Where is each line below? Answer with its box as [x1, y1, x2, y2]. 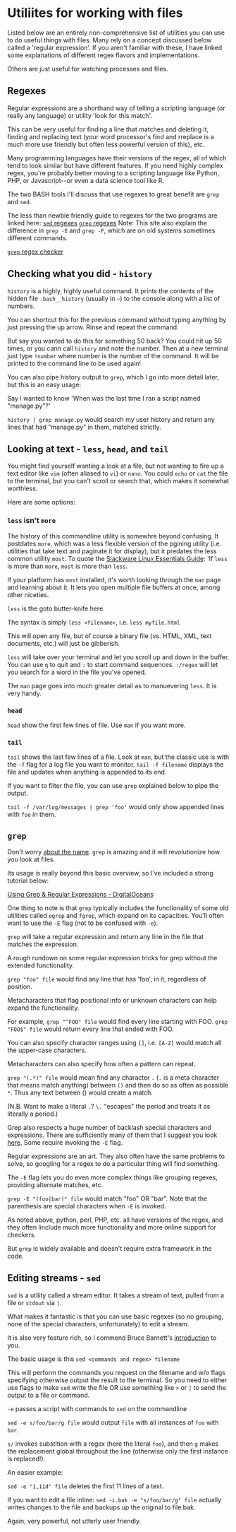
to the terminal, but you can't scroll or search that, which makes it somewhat [7, 477, 230, 485]
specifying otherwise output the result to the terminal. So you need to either [7, 1376, 228, 1384]
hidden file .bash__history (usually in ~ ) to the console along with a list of [7, 294, 221, 302]
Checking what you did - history [7, 268, 153, 280]
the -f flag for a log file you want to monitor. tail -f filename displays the [7, 760, 224, 769]
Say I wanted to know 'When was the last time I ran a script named [7, 394, 201, 402]
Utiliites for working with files [7, 5, 183, 21]
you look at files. [7, 855, 55, 864]
